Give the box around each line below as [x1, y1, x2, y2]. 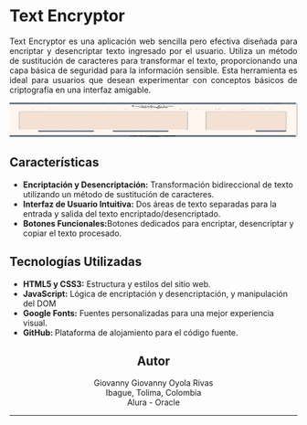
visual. [22, 317, 48, 328]
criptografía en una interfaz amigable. [9, 84, 152, 95]
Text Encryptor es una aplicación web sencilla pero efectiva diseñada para [9, 36, 298, 47]
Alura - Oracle [126, 397, 181, 408]
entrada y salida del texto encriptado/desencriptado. [22, 207, 221, 219]
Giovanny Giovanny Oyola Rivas [93, 377, 214, 388]
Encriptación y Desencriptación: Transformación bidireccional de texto [22, 179, 294, 190]
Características [9, 154, 100, 170]
